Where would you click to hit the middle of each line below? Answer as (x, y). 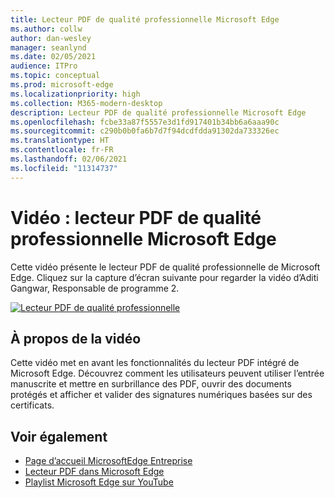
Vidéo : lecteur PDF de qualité (136, 217)
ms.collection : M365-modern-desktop (86, 103)
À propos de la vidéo (76, 338)
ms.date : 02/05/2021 (53, 57)
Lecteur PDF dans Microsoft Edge (94, 472)
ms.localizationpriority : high (75, 94)
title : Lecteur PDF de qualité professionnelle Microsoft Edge (145, 19)
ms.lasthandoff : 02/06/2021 (69, 159)
